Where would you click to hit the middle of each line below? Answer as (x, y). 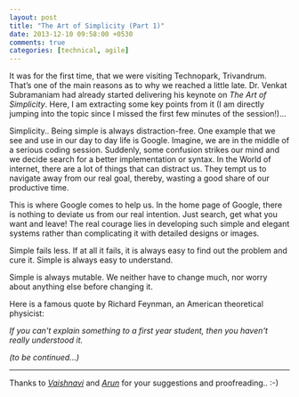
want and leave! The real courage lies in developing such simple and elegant (149, 224)
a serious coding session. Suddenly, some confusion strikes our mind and (145, 150)
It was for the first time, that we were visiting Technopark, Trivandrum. (138, 76)
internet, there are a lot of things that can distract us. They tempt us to (138, 169)
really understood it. (46, 340)
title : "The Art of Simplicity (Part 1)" (87, 26)
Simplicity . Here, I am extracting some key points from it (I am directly (137, 104)
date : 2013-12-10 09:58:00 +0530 (71, 34)
